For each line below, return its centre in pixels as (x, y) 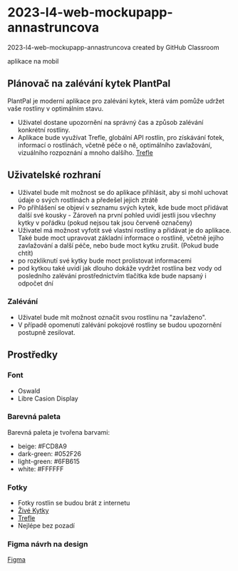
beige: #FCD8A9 (42, 446)
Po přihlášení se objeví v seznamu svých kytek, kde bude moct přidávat (123, 207)
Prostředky (33, 355)
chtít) (25, 253)
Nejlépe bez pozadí (46, 526)
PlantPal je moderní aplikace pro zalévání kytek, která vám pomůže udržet (116, 101)
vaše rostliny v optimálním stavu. (56, 108)
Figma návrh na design (48, 545)
